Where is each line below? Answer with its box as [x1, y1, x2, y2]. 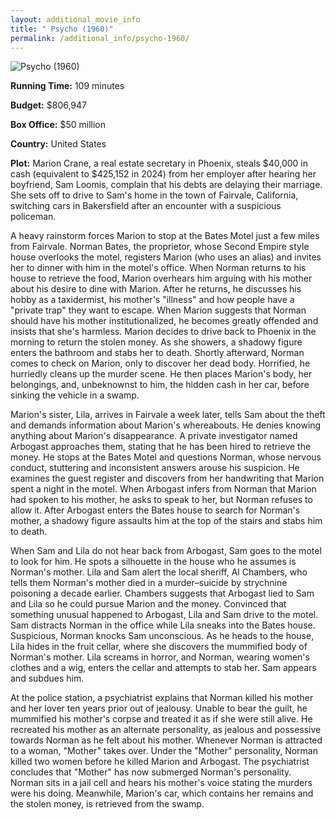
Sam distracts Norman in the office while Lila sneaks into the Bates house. [10, 619, 316, 631]
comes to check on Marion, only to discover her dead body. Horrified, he [10, 357, 311, 370]
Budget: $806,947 [10, 99, 88, 111]
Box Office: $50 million [10, 119, 107, 131]
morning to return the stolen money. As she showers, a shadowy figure [10, 336, 303, 348]
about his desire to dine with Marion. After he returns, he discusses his [10, 283, 302, 295]
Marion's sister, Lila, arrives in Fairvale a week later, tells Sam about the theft [10, 409, 326, 421]
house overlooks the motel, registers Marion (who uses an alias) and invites [10, 251, 322, 263]
